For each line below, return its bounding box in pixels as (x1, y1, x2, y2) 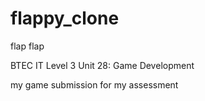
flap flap (10, 40, 45, 52)
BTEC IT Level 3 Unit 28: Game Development (10, 59, 195, 71)
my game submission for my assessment (10, 78, 179, 91)
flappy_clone (10, 7, 120, 30)
